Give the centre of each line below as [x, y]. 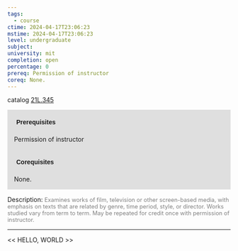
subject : [20, 47]
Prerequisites [36, 122]
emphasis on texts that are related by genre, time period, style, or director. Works [116, 207]
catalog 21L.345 [31, 100]
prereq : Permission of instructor [58, 73]
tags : [15, 14]
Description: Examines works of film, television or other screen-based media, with [118, 200]
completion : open [33, 60]
